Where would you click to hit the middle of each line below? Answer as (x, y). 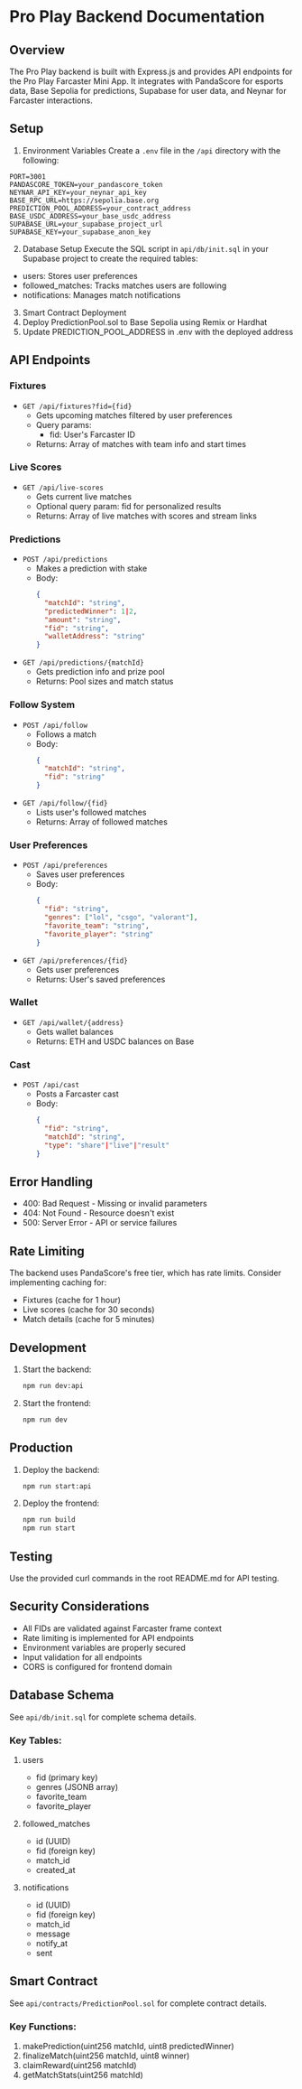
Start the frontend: (57, 1403)
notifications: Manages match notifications (101, 294)
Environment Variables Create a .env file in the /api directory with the (151, 150)
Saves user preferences (80, 874)
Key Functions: (43, 2027)
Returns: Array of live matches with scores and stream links (146, 516)
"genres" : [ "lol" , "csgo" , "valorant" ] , (121, 918)
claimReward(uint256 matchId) (79, 2065)
